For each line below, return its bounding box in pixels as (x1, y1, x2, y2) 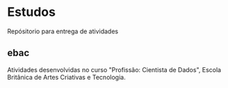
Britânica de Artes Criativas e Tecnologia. (7, 73, 127, 81)
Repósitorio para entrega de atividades (7, 27, 119, 35)
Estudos (7, 4, 56, 20)
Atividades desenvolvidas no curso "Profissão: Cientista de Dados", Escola (7, 65, 221, 73)
